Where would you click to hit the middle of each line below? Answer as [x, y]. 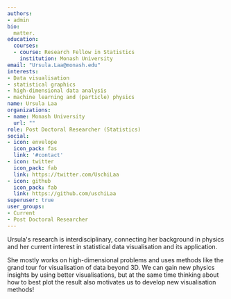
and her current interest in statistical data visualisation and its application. [112, 246]
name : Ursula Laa [32, 104]
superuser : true [31, 200]
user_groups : [26, 207]
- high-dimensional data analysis [57, 91]
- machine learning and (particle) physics [71, 98]
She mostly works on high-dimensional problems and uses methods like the [115, 260]
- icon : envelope [32, 143]
